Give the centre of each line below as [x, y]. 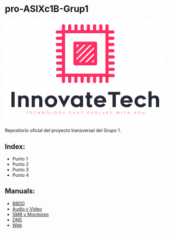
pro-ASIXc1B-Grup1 [47, 9]
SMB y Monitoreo [30, 214]
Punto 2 [20, 164]
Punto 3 [20, 170]
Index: [15, 146]
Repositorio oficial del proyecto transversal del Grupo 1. [63, 130]
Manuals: [20, 191]
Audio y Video [27, 209]
